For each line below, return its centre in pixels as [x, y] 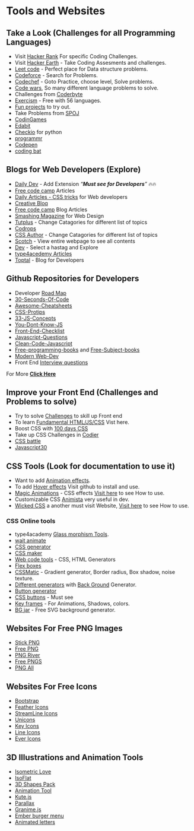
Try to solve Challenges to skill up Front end [69, 416]
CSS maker [28, 553]
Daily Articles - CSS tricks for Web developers [71, 196]
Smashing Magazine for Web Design [59, 215]
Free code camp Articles [45, 191]
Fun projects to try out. [43, 107]
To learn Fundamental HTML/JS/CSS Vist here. [72, 422]
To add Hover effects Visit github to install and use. [77, 487]
